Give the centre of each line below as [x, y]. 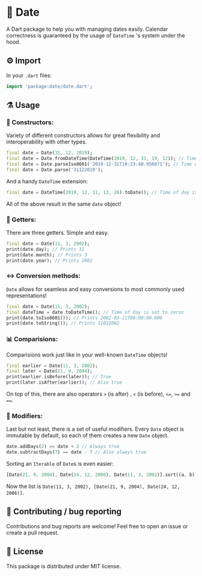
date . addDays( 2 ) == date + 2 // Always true [63, 447]
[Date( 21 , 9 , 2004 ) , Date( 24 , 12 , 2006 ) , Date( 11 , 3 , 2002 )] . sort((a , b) [101, 475]
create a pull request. [32, 533]
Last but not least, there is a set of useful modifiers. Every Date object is [95, 429]
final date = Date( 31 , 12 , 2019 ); [50, 153]
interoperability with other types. [47, 142]
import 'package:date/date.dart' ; [50, 86]
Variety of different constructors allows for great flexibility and [83, 136]
